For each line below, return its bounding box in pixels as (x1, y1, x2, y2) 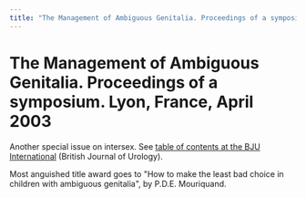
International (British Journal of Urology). (9, 151, 164, 162)
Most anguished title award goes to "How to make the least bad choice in (9, 168, 284, 179)
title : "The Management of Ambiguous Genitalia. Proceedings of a (9, 13, 267, 23)
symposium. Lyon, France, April (9, 91, 254, 112)
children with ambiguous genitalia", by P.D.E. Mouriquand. (9, 178, 227, 189)
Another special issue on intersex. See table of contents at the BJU (9, 141, 261, 151)
